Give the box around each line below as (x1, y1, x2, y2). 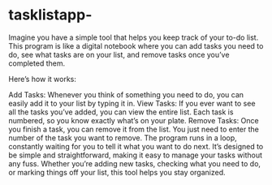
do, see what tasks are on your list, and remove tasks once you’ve (8, 49, 230, 59)
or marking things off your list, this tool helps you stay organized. (8, 167, 226, 177)
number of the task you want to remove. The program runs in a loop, (8, 132, 237, 143)
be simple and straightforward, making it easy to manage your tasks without (8, 150, 262, 160)
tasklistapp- (8, 6, 93, 24)
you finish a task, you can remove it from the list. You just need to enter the (8, 124, 260, 134)
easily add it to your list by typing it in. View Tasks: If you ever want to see (8, 98, 256, 108)
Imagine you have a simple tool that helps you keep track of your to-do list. (8, 32, 259, 42)
